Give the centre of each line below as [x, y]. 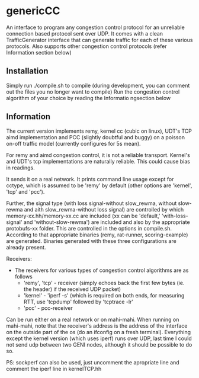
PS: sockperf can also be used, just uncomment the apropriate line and [93, 362]
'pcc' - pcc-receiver [48, 308]
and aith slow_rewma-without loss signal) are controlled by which [104, 209]
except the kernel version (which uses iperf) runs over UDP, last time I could [99, 338]
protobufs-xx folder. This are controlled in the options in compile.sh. [89, 228]
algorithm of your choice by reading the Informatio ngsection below [89, 98]
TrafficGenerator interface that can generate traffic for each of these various [99, 40]
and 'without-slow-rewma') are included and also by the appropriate [107, 222]
